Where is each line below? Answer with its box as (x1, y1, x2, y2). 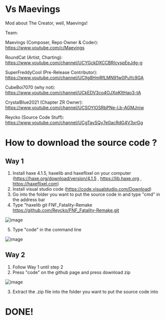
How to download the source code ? (5, 137, 157, 148)
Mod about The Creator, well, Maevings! (5, 20, 88, 26)
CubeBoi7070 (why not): (5, 84, 55, 90)
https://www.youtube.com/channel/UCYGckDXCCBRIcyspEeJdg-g (5, 59, 142, 65)
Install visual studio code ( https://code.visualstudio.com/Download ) (12, 186, 151, 192)
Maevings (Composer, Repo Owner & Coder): (5, 39, 98, 45)
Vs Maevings (5, 3, 60, 15)
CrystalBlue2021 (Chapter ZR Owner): (5, 99, 83, 105)
